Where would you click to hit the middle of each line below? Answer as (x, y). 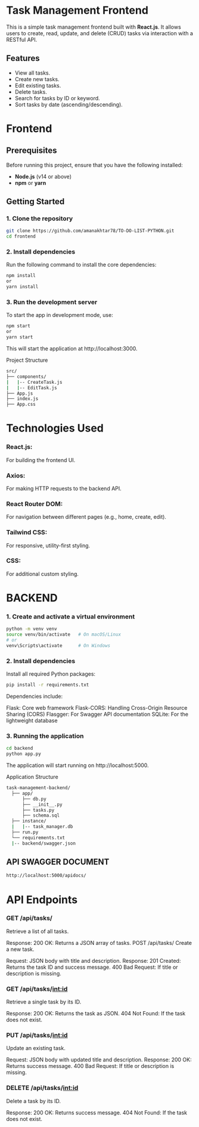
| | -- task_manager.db (42, 827)
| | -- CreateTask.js (34, 382)
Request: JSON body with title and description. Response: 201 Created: (94, 960)
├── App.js (20, 393)
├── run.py (25, 832)
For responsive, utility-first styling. (48, 545)
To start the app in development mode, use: (60, 315)
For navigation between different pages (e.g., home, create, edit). (86, 517)
